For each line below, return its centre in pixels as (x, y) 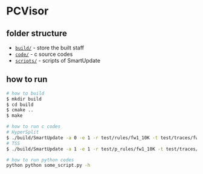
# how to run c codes (34, 127)
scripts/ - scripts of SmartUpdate (58, 61)
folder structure (37, 33)
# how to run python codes (40, 160)
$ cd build (20, 104)
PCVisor (27, 11)
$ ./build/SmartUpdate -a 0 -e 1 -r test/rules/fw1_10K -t (82, 138)
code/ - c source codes (44, 54)
